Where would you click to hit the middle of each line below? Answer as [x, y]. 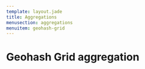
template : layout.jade [34, 11]
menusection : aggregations [40, 22]
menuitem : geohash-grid [36, 28]
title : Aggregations [32, 17]
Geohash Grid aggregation [73, 57]
